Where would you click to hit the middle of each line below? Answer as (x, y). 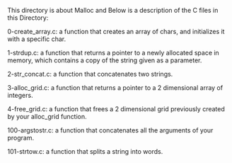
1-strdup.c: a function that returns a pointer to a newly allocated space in (113, 53)
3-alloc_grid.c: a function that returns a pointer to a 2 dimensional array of (115, 88)
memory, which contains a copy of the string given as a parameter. (105, 60)
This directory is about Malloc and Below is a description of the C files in (113, 10)
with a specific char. (37, 39)
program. (21, 138)
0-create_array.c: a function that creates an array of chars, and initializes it (116, 32)
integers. (20, 95)
